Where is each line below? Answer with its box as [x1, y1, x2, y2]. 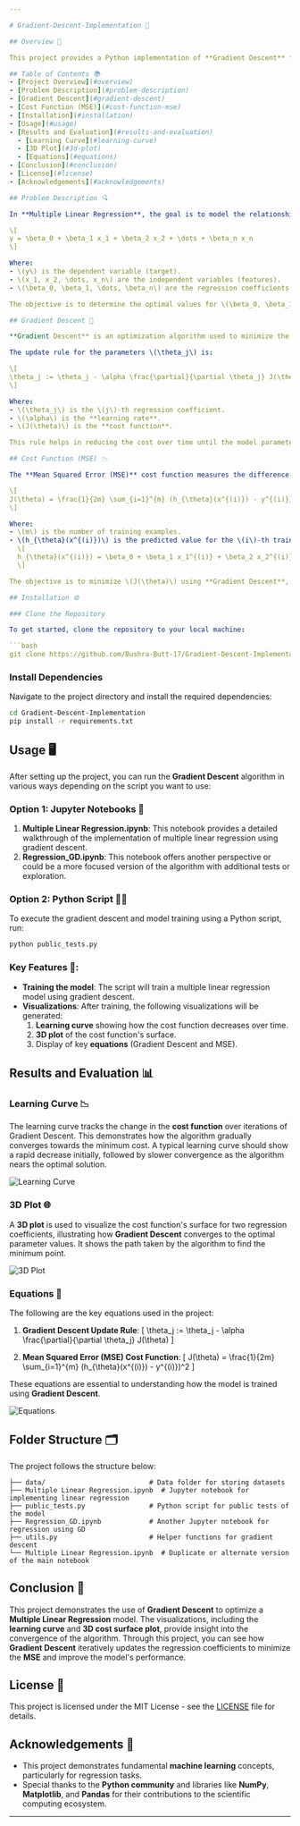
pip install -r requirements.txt [9, 717, 134, 726]
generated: [21, 1010, 63, 1020]
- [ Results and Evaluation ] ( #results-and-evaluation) [9, 127, 214, 137]
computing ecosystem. [21, 1798, 107, 1809]
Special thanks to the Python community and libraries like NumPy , [21, 1780, 270, 1790]
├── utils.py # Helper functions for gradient [9, 1533, 274, 1542]
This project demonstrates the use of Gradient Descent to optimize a [9, 1604, 263, 1615]
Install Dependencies [9, 671, 104, 683]
